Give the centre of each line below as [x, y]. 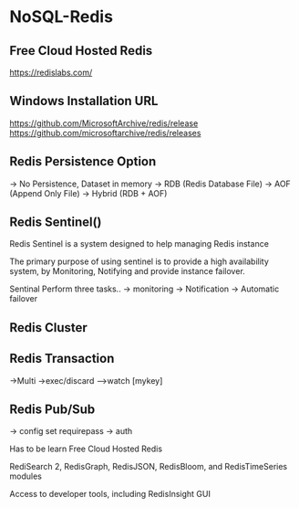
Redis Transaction [62, 359]
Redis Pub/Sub [52, 410]
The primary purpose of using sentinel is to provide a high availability [139, 261]
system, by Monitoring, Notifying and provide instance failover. [128, 271]
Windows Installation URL [84, 101]
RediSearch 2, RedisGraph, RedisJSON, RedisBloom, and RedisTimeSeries [149, 467]
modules [26, 476]
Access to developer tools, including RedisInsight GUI [110, 494]
